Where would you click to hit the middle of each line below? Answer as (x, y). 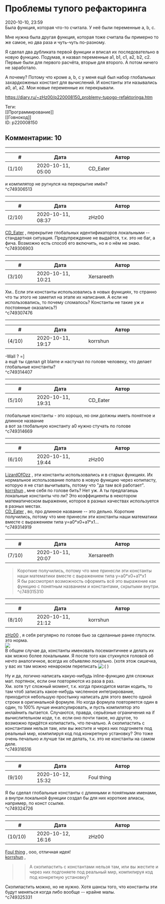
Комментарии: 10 (34, 138)
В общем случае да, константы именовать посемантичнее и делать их (80, 650)
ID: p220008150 (21, 122)
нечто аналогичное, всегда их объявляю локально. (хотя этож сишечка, (81, 661)
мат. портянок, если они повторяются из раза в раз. (60, 681)
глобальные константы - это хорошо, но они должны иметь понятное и (80, 415)
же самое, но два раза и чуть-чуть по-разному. (55, 42)
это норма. (17, 640)
